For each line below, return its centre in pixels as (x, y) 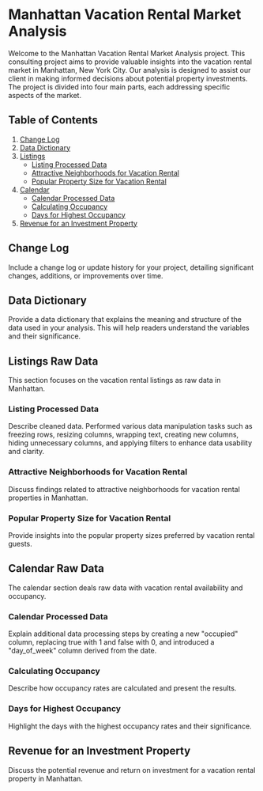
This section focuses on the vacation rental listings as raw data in (115, 380)
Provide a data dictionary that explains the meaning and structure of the (125, 320)
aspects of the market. (45, 95)
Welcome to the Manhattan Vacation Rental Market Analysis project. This (127, 53)
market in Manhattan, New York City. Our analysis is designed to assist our (130, 70)
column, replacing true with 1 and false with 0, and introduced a (111, 642)
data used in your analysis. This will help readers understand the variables (129, 328)
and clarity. (26, 452)
